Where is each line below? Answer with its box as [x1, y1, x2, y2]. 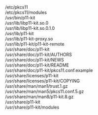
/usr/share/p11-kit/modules [5, 104, 60, 110]
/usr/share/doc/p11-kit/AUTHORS [5, 52, 72, 57]
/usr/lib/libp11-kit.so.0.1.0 [5, 25, 55, 31]
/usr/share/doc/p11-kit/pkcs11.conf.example [5, 67, 93, 73]
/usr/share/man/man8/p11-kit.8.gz [5, 94, 74, 100]
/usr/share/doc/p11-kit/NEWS [5, 57, 64, 62]
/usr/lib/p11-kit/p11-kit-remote [5, 41, 65, 47]
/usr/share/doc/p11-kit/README [5, 62, 69, 68]
